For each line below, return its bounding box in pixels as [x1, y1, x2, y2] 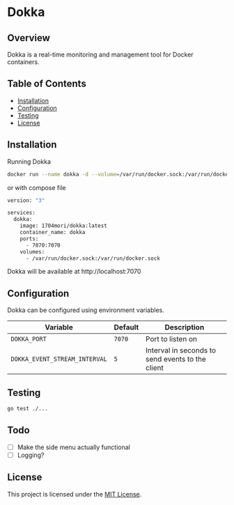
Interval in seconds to [145, 345, 217, 355]
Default [114, 323, 139, 332]
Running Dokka [7, 157, 51, 166]
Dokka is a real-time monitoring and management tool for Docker [7, 50, 194, 59]
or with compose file [7, 183, 66, 192]
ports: [19, 235, 39, 242]
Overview [7, 32, 51, 44]
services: [7, 210, 36, 217]
